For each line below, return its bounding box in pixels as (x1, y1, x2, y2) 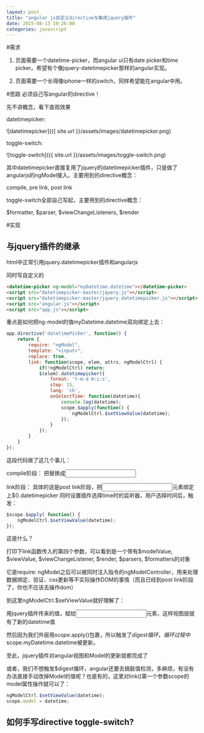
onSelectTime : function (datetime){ (49, 393, 140, 400)
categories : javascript (6, 26, 67, 32)
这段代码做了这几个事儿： (6, 456, 71, 463)
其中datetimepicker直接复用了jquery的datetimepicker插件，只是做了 (6, 164, 178, 172)
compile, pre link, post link (6, 184, 73, 191)
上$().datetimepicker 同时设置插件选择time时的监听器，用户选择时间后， (6, 492, 188, 499)
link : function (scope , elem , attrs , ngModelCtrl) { (28, 359, 163, 365)
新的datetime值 (16, 618, 56, 626)
